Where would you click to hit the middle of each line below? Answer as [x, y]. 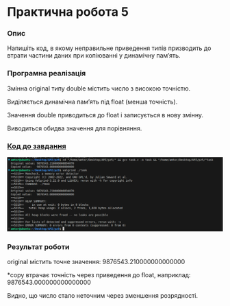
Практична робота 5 [68, 12]
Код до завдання [37, 146]
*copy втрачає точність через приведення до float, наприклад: [99, 275]
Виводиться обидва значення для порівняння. [75, 128]
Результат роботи [38, 246]
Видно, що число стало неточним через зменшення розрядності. [103, 296]
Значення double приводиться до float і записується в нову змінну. [105, 115]
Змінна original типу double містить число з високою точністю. [99, 88]
